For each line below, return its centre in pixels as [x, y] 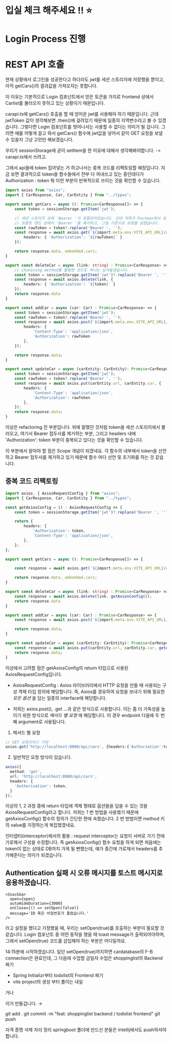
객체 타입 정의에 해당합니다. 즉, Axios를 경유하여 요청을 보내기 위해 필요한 [92, 691]
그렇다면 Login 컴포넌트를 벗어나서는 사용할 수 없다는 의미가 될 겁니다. [90, 127]
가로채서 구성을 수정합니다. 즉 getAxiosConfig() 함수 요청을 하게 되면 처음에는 [83, 842]
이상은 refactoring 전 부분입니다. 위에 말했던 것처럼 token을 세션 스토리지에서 [83, 427]
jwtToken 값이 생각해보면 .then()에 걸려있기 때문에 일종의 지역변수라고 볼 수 [81, 120]
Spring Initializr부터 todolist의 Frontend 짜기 [58, 975]
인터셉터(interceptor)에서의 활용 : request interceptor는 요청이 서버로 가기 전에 [85, 836]
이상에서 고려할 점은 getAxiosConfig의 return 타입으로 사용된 [67, 668]
